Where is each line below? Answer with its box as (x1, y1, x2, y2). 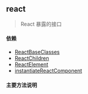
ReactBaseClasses (14, 49, 60, 56)
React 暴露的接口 (20, 20, 62, 28)
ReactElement (14, 61, 49, 68)
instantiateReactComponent (14, 67, 82, 75)
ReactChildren (14, 55, 49, 62)
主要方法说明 (6, 81, 37, 88)
